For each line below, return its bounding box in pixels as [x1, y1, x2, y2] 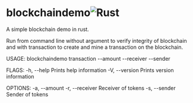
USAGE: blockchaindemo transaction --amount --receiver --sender [6, 55, 170, 62]
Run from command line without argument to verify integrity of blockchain [6, 37, 187, 44]
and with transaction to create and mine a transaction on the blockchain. [6, 43, 183, 51]
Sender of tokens [6, 90, 49, 98]
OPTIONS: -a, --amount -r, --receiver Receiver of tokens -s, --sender [6, 84, 176, 92]
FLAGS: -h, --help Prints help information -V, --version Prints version [6, 66, 174, 74]
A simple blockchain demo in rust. [6, 26, 89, 33]
